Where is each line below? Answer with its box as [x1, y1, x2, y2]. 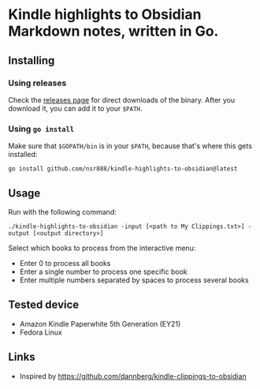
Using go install [8, 123, 75, 134]
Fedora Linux [19, 327, 63, 337]
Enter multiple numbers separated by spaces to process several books [19, 275, 250, 285]
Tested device [8, 298, 80, 312]
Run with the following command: [8, 207, 117, 216]
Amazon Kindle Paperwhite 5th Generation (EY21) [19, 319, 181, 328]
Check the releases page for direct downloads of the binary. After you [8, 95, 236, 104]
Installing [8, 54, 55, 67]
